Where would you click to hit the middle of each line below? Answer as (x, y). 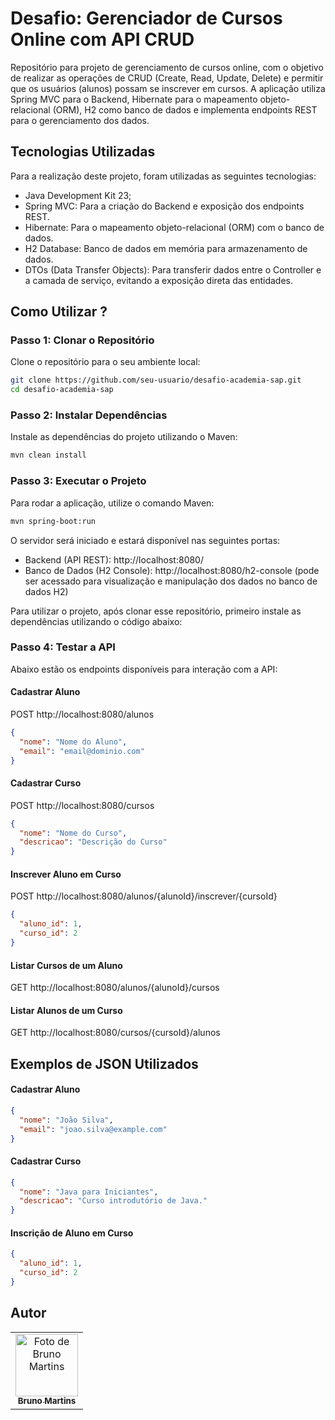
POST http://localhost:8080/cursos (82, 805)
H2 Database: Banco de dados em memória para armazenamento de (166, 248)
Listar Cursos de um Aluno (66, 965)
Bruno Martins (47, 1401)
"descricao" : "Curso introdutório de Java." (113, 1201)
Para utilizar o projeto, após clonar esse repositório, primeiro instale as (156, 611)
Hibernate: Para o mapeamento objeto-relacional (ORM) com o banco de (174, 227)
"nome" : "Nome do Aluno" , (73, 742)
